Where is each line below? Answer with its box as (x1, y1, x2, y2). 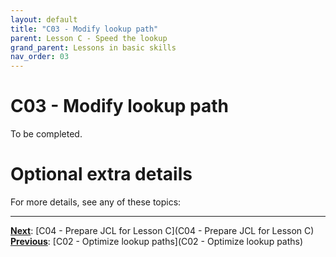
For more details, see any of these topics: (10, 196, 182, 208)
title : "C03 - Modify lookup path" (10, 24, 159, 34)
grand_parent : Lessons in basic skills (10, 42, 177, 53)
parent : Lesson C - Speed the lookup (10, 33, 168, 43)
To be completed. (10, 128, 83, 140)
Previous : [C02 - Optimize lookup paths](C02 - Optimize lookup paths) (10, 236, 304, 247)
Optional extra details (10, 163, 193, 186)
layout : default (10, 14, 78, 25)
